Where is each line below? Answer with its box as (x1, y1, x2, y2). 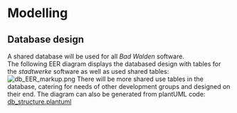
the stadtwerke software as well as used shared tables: (7, 68, 169, 75)
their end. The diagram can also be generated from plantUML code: (7, 90, 206, 98)
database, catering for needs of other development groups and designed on (7, 82, 231, 90)
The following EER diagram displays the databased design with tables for (7, 60, 221, 68)
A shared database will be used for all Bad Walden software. (7, 52, 185, 60)
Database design (7, 33, 84, 45)
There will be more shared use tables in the (77, 75, 204, 83)
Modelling (7, 5, 68, 21)
